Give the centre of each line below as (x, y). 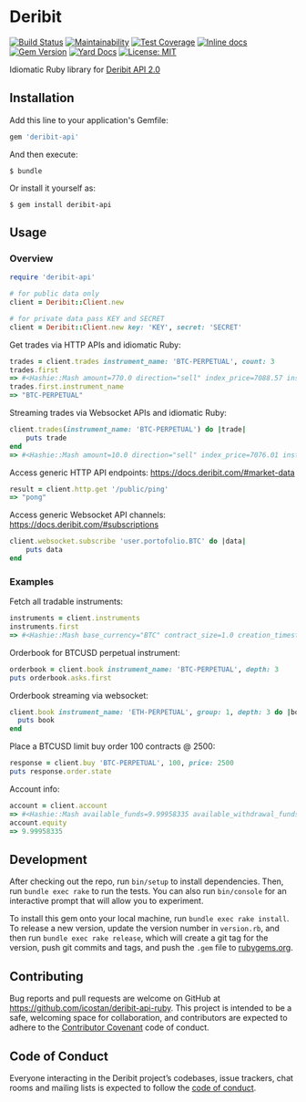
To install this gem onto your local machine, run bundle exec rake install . (149, 919)
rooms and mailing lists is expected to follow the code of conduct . (133, 1087)
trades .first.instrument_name (67, 387)
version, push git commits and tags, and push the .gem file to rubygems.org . (152, 948)
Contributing (46, 977)
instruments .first (44, 627)
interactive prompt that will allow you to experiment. (107, 901)
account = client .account (58, 806)
